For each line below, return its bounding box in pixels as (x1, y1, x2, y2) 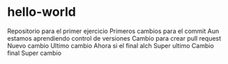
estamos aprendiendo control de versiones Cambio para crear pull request (7, 34, 222, 42)
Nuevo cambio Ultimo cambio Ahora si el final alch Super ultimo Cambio (7, 41, 214, 50)
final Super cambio (7, 49, 61, 57)
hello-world (7, 4, 77, 20)
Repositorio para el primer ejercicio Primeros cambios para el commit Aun (7, 27, 220, 35)
